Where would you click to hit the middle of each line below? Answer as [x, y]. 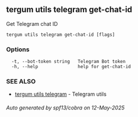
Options [18, 49]
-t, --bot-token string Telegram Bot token [69, 62]
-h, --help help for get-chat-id [71, 67]
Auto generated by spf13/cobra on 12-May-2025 [65, 108]
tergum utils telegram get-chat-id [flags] [61, 35]
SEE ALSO [21, 82]
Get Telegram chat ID [32, 24]
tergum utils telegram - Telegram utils [60, 94]
